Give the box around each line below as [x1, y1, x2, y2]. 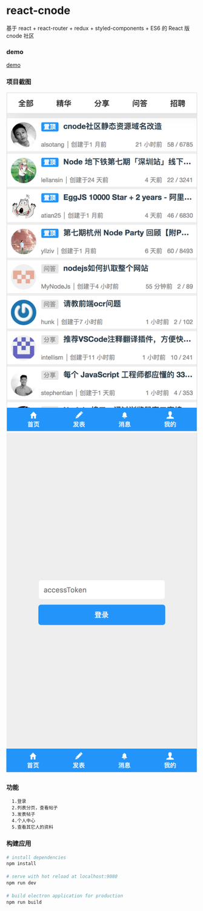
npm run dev [6, 880, 36, 886]
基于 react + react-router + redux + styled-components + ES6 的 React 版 [6, 24, 190, 32]
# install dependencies [6, 854, 67, 861]
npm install [6, 861, 36, 867]
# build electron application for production [6, 893, 123, 899]
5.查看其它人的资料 [12, 824, 53, 830]
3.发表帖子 [12, 811, 36, 818]
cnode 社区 [6, 32, 35, 39]
